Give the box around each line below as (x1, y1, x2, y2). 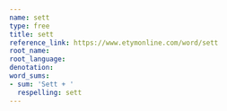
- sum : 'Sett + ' (9, 80, 74, 89)
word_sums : (9, 72, 50, 81)
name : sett (9, 13, 50, 22)
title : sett (9, 30, 54, 38)
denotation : (9, 64, 54, 73)
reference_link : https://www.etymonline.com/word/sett (9, 38, 219, 47)
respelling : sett (17, 88, 83, 97)
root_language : (9, 55, 66, 64)
